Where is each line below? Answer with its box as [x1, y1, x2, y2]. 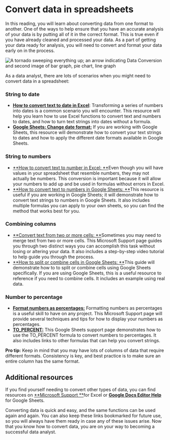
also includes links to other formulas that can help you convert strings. [12, 338, 160, 344]
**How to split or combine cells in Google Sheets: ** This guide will [12, 259, 155, 265]
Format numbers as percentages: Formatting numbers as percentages [12, 305, 162, 311]
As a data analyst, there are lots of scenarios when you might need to [5, 72, 151, 78]
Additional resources [5, 373, 73, 381]
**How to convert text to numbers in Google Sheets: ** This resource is [12, 186, 164, 192]
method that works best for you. [12, 208, 80, 214]
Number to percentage [5, 293, 63, 300]
